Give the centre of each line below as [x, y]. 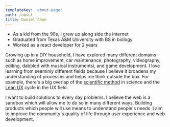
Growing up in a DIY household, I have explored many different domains [81, 55]
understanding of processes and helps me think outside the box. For [77, 77]
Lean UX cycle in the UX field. [37, 88]
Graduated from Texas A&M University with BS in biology [72, 39]
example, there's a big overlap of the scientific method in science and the [82, 82]
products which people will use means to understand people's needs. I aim [84, 109]
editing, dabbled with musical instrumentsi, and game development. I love [83, 66]
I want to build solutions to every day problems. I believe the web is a [78, 97]
